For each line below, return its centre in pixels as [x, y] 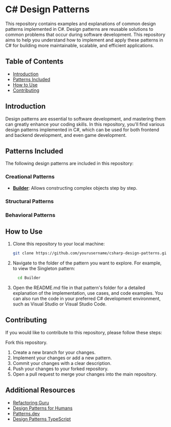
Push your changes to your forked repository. [61, 369]
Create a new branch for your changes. [54, 352]
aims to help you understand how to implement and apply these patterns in [84, 40]
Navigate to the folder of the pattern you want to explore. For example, [87, 263]
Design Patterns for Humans [42, 408]
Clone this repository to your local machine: [59, 244]
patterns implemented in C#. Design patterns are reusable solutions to [79, 29]
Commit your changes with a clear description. [62, 363]
